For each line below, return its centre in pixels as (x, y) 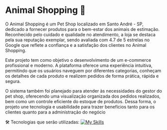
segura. (13, 81)
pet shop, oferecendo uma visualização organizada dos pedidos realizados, (83, 96)
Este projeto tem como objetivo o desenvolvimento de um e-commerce (78, 60)
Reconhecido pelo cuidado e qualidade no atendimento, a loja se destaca (81, 34)
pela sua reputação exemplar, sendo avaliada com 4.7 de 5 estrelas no (78, 40)
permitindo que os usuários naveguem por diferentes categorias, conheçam (83, 70)
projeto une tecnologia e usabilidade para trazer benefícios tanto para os (80, 107)
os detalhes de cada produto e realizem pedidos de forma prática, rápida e (82, 76)
